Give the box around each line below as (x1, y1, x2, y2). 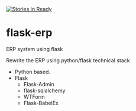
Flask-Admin (23, 80, 54, 88)
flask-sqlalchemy (23, 87, 66, 94)
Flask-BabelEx (23, 99, 59, 106)
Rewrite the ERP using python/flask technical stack (6, 56, 130, 64)
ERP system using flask (6, 45, 63, 52)
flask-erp (6, 26, 53, 39)
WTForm (23, 93, 46, 100)
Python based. (14, 68, 51, 75)
